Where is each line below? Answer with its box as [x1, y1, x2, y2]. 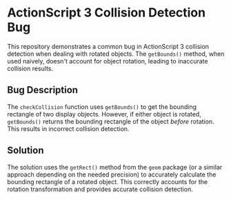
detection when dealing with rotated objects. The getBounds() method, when [7, 50, 225, 58]
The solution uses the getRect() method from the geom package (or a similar [7, 163, 223, 171]
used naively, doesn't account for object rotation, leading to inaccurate [7, 57, 208, 65]
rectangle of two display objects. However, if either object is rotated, [7, 110, 201, 118]
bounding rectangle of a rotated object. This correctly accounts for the [7, 177, 208, 186]
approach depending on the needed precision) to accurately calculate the [7, 170, 217, 179]
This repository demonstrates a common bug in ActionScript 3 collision [7, 42, 209, 50]
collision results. [7, 64, 54, 72]
